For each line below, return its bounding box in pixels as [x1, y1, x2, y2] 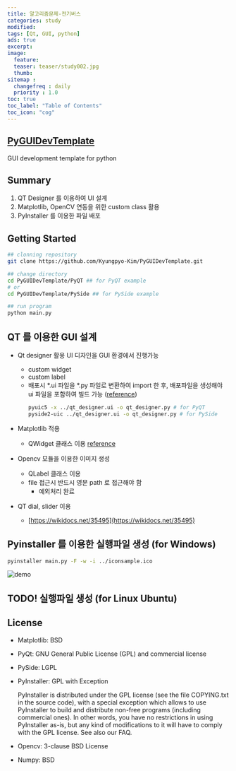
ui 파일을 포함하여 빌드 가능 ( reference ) [27, 390, 137, 398]
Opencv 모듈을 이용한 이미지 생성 [17, 454, 111, 463]
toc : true [7, 96, 37, 103]
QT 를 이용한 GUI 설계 [7, 331, 97, 343]
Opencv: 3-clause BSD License [17, 741, 108, 750]
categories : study [7, 17, 61, 24]
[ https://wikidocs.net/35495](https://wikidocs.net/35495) [27, 516, 195, 524]
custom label [27, 372, 66, 381]
